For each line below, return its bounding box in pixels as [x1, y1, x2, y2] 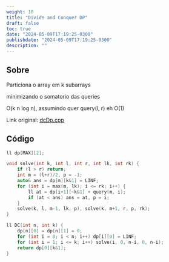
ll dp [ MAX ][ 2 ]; [6, 149, 45, 156]
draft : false [6, 20, 39, 26]
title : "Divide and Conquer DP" [6, 15, 88, 21]
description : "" [6, 43, 47, 49]
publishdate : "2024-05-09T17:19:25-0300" [6, 37, 113, 43]
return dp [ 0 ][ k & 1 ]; [17, 244, 67, 251]
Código [6, 134, 35, 144]
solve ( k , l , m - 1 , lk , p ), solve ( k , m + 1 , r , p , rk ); [17, 206, 150, 212]
